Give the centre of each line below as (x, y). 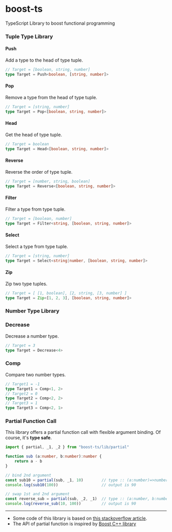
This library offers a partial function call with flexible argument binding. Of (83, 432)
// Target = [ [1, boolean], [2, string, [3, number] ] (66, 293)
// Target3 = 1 (21, 403)
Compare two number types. (36, 374)
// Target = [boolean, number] (39, 218)
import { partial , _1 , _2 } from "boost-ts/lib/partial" (67, 447)
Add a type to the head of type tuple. (44, 60)
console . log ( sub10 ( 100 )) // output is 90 (71, 485)
